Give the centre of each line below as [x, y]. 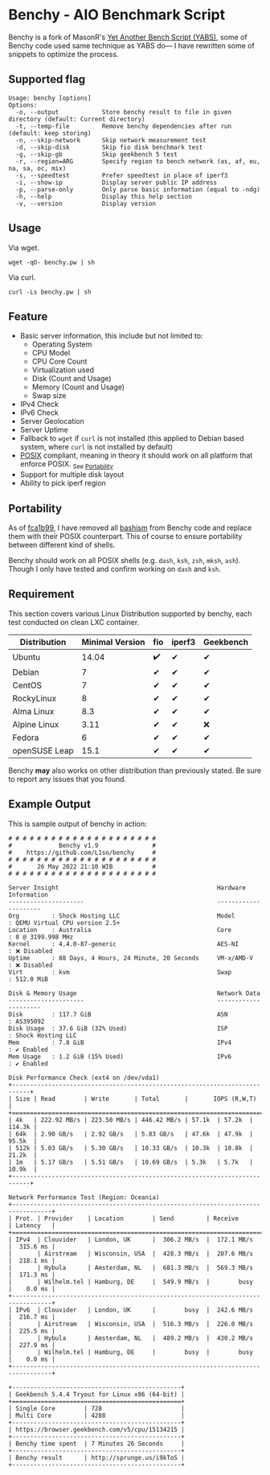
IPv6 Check [39, 413]
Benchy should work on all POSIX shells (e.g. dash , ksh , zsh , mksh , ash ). [125, 560]
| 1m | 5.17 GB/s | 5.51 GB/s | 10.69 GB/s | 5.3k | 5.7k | [131, 1162]
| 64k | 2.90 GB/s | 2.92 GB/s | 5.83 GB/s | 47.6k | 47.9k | [131, 1134]
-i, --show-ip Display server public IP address [117, 183]
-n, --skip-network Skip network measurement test [111, 140]
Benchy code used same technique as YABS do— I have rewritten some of [131, 45]
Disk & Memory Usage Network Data [135, 993]
